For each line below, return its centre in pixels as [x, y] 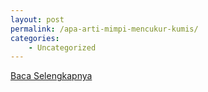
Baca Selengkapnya [51, 76]
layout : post [37, 19]
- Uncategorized [62, 47]
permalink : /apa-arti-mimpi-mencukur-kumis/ [104, 29]
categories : [35, 38]
